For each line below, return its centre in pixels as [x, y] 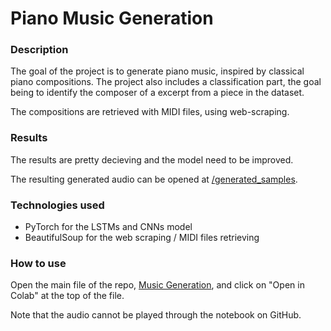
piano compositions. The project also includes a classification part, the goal [166, 82]
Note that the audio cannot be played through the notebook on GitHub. [156, 315]
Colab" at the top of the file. [67, 296]
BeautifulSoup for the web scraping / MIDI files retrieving [142, 238]
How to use [38, 263]
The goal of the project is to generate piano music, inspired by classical [157, 71]
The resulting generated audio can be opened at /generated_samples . [154, 179]
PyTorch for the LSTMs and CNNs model [108, 227]
